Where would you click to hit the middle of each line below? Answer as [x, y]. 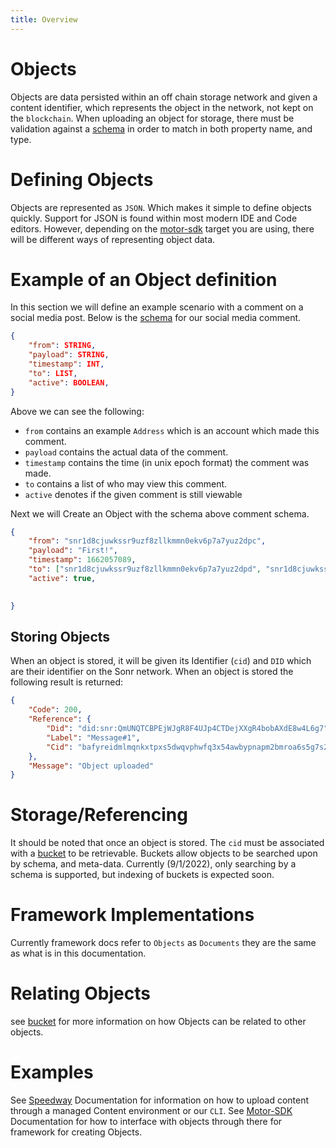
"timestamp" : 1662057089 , [82, 560]
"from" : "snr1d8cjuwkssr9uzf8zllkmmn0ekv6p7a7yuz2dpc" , [147, 541]
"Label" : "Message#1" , [93, 737]
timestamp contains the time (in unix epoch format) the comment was [167, 462]
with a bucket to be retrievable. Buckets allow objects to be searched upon [164, 853]
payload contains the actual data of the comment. [126, 452]
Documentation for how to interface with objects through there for [146, 1121]
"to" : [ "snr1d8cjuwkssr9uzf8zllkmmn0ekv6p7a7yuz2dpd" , [145, 569]
